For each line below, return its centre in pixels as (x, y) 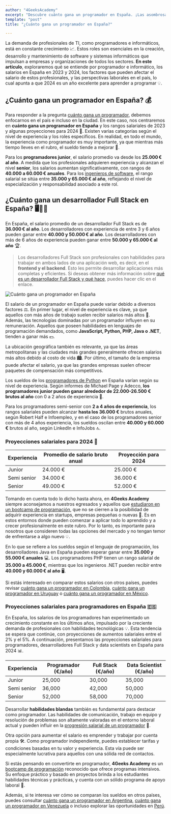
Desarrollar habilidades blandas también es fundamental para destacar (80, 709)
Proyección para (139, 455)
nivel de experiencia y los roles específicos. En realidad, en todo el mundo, (84, 137)
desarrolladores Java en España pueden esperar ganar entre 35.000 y (79, 552)
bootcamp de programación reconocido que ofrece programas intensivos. (83, 769)
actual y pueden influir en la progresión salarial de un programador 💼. (78, 725)
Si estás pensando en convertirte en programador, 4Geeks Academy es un (84, 764)
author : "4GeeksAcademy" (32, 10)
